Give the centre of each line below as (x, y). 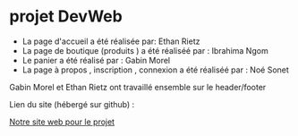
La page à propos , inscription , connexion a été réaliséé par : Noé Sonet (155, 70)
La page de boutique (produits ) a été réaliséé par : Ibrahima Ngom (145, 50)
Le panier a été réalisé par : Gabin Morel (96, 60)
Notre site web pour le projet (62, 122)
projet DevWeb (66, 17)
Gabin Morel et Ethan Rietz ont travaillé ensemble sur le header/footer (138, 87)
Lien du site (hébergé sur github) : (72, 104)
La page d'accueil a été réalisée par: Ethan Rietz (111, 41)
